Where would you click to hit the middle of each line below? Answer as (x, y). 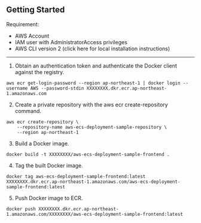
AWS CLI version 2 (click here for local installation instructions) (92, 48)
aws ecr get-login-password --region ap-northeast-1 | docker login (93, 83)
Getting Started (36, 10)
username (17, 88)
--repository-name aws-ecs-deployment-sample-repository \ (92, 127)
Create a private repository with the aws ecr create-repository (92, 105)
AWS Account (32, 36)
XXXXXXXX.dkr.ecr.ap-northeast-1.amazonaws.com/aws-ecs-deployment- (93, 182)
